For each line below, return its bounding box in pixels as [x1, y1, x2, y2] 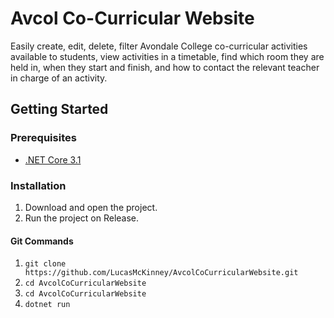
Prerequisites [10, 131, 77, 145]
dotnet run [24, 300, 71, 310]
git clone [24, 259, 67, 269]
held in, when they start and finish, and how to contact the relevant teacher [10, 61, 320, 73]
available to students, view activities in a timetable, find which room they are [10, 50, 325, 62]
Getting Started [10, 101, 109, 118]
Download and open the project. [24, 201, 158, 213]
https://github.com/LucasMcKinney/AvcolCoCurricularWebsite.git [24, 268, 299, 278]
